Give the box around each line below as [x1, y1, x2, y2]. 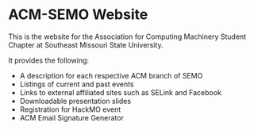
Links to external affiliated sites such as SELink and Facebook [19, 87, 222, 97]
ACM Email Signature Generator [19, 113, 125, 122]
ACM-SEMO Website [8, 6, 148, 24]
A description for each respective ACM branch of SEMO [19, 71, 203, 80]
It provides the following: [8, 55, 90, 65]
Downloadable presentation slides [19, 96, 132, 105]
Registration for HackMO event [19, 105, 121, 114]
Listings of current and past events [19, 79, 134, 89]
